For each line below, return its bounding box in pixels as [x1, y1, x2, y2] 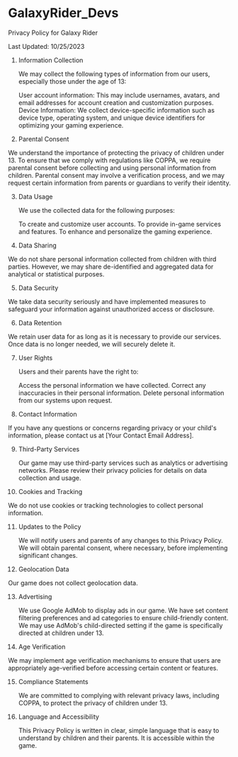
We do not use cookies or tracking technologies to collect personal [8, 501, 204, 510]
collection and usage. [18, 473, 81, 482]
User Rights [18, 353, 53, 362]
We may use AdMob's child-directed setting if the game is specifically [18, 621, 223, 629]
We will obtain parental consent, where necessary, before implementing [18, 544, 228, 552]
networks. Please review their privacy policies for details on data [18, 466, 208, 474]
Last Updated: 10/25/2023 [8, 42, 85, 50]
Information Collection [18, 55, 84, 65]
